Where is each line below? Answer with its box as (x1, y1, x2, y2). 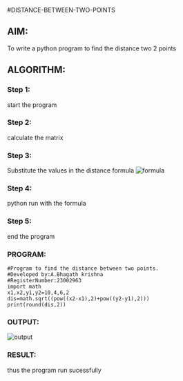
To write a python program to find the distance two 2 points (7, 44, 177, 52)
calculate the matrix (7, 133, 64, 141)
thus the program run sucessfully (7, 366, 102, 374)
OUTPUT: (7, 317, 39, 326)
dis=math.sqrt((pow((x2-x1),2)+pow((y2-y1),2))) (7, 295, 150, 302)
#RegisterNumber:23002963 (7, 277, 81, 284)
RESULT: (7, 350, 37, 360)
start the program (7, 100, 57, 109)
